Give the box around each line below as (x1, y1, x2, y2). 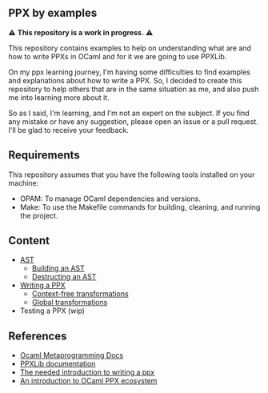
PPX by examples (8, 6, 98, 20)
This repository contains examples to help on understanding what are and (8, 43, 252, 53)
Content (8, 234, 50, 247)
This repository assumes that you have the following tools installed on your (8, 170, 255, 179)
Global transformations (31, 298, 108, 307)
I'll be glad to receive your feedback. (8, 125, 130, 134)
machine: (8, 178, 39, 187)
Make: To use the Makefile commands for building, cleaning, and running (19, 202, 261, 211)
